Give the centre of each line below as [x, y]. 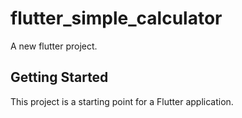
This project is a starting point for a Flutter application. [122, 101]
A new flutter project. [54, 46]
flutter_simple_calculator [116, 18]
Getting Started [59, 77]
